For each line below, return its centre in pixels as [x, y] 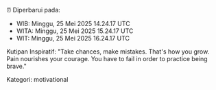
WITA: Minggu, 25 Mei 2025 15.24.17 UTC [75, 31]
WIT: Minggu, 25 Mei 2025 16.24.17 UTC [73, 38]
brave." [16, 66]
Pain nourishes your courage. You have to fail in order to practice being [107, 59]
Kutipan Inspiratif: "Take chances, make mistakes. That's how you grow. [108, 52]
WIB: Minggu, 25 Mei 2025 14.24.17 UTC [73, 24]
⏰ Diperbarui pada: [34, 10]
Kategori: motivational [37, 79]
